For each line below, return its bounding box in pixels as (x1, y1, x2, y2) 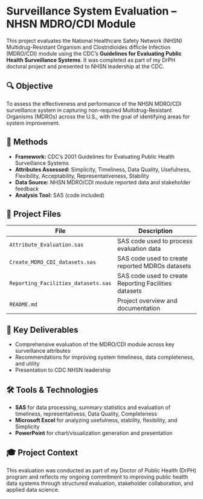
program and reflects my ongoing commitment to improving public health (6, 473, 188, 480)
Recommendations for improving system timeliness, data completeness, (14, 353, 195, 361)
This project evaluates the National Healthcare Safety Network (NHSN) (6, 37, 182, 44)
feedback (14, 185, 39, 192)
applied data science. (6, 486, 60, 493)
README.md (9, 301, 37, 308)
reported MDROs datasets (117, 262, 192, 270)
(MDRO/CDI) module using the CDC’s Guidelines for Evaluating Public (6, 50, 182, 57)
